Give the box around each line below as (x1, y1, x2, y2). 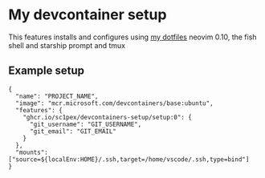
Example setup (8, 64, 84, 78)
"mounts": (15, 148, 48, 156)
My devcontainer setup (8, 6, 167, 24)
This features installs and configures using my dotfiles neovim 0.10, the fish (8, 32, 257, 42)
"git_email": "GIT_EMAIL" (29, 127, 116, 136)
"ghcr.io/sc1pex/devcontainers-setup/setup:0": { (22, 113, 193, 121)
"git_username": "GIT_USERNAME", (29, 120, 142, 128)
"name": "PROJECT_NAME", (15, 92, 99, 100)
